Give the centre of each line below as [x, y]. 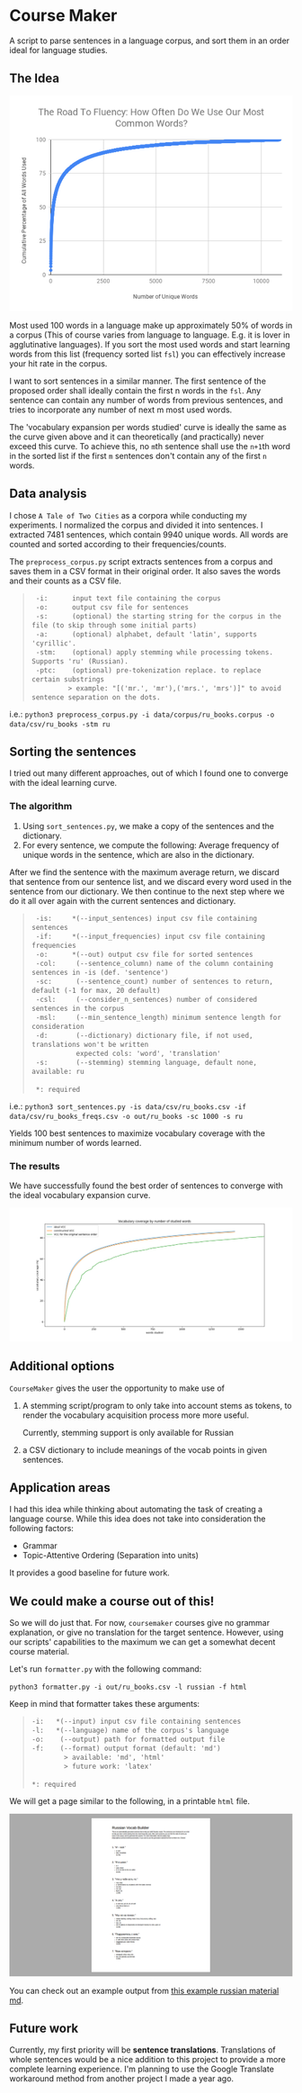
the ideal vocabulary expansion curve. [80, 1195]
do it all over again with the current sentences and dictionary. [123, 900]
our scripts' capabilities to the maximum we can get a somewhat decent [142, 1642]
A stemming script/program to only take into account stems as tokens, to [157, 1405]
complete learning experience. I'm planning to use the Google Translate [142, 2069]
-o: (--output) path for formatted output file [128, 1740]
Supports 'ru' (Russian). [80, 661]
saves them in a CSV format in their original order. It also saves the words [145, 571]
